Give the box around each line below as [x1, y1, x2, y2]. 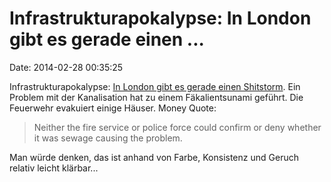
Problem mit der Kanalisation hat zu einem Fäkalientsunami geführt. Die [9, 91, 304, 103]
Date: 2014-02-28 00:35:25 [9, 61, 124, 73]
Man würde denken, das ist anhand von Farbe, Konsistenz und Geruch [9, 151, 299, 163]
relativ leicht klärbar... [9, 162, 99, 174]
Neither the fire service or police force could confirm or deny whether [33, 121, 322, 133]
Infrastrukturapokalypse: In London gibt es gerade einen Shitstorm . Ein [9, 80, 301, 92]
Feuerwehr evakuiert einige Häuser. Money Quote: [9, 102, 217, 114]
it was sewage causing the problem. [33, 132, 183, 144]
